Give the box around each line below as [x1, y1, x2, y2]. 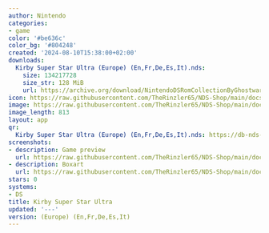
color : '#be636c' [8, 34, 66, 42]
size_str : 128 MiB [22, 78, 84, 86]
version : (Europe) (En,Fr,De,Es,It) [8, 213, 130, 221]
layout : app [8, 116, 48, 124]
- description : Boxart [8, 161, 84, 169]
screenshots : [8, 138, 52, 147]
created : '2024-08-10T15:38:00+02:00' [8, 49, 138, 57]
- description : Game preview [8, 146, 106, 154]
